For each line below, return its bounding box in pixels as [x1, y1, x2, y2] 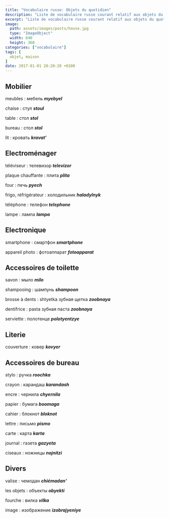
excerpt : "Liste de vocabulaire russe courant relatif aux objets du [5, 17, 154, 22]
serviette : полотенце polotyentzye [5, 316, 79, 322]
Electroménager [5, 149, 57, 158]
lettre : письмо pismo [5, 421, 51, 426]
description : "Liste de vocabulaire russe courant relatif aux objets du [5, 12, 163, 17]
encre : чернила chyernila [5, 391, 60, 397]
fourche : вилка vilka [5, 497, 49, 503]
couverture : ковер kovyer [5, 344, 60, 350]
